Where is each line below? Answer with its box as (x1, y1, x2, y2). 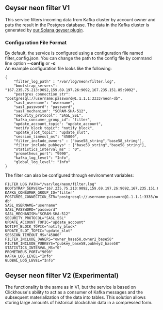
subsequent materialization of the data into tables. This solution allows (5, 294, 146, 300)
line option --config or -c (5, 61, 56, 66)
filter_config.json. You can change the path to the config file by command (5, 55, 152, 61)
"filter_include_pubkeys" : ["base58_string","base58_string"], (14, 143, 147, 148)
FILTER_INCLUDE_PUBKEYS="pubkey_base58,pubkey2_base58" (5, 241, 120, 246)
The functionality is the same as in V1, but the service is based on (5, 284, 136, 290)
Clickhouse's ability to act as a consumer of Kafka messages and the (5, 289, 143, 295)
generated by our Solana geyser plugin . (5, 27, 84, 33)
